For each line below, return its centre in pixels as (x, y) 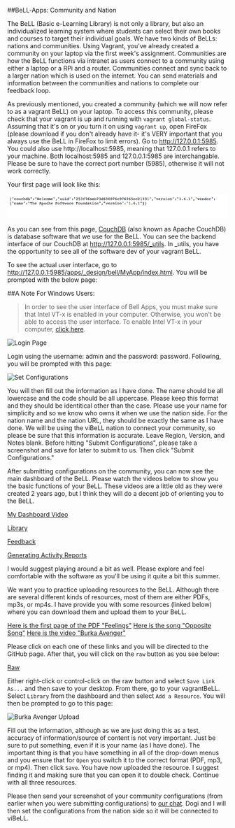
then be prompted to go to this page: (60, 704)
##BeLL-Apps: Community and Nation (62, 10)
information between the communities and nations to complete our (103, 83)
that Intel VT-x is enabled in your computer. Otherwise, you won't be (123, 315)
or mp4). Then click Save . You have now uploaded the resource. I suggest (113, 768)
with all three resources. (42, 783)
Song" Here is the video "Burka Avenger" (66, 633)
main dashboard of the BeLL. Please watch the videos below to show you (113, 479)
